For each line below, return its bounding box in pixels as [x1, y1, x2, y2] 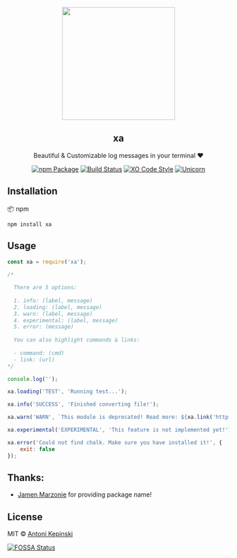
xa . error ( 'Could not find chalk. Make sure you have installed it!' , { [7, 439, 222, 446]
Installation [7, 186, 58, 198]
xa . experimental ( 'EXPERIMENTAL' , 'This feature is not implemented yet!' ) [7, 427, 232, 434]
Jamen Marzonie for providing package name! [17, 490, 152, 499]
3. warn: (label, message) [13, 310, 93, 317]
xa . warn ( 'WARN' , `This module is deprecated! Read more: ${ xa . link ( [7, 413, 213, 421]
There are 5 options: [13, 284, 78, 291]
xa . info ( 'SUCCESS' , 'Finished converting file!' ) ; [7, 401, 159, 408]
